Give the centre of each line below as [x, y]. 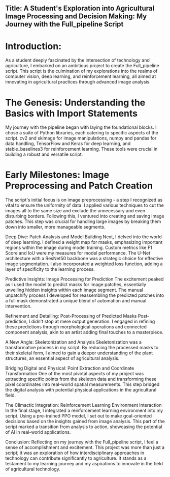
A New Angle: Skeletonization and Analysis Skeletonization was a [74, 342]
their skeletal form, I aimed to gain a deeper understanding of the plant [79, 353]
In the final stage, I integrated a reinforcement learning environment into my [84, 411]
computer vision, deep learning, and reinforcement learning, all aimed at [81, 76]
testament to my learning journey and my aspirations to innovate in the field [84, 464]
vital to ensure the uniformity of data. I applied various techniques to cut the [84, 205]
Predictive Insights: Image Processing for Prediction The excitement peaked [84, 279]
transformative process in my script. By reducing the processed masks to [82, 348]
